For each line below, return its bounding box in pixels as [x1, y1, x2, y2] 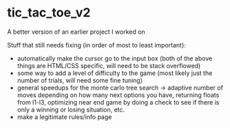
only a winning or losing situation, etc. [17, 105, 125, 114]
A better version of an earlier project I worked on [7, 28, 146, 36]
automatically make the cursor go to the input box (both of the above [17, 54, 213, 63]
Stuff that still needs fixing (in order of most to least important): [7, 41, 186, 49]
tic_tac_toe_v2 [7, 5, 91, 21]
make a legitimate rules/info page [17, 112, 112, 121]
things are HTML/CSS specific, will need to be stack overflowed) [17, 61, 201, 70]
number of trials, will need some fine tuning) [17, 76, 143, 84]
